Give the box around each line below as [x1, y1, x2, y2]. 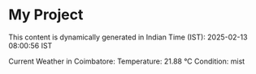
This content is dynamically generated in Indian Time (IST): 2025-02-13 [8, 32, 248, 42]
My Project [8, 6, 84, 24]
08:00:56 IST [8, 40, 53, 50]
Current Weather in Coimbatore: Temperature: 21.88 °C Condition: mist [8, 56, 245, 66]
